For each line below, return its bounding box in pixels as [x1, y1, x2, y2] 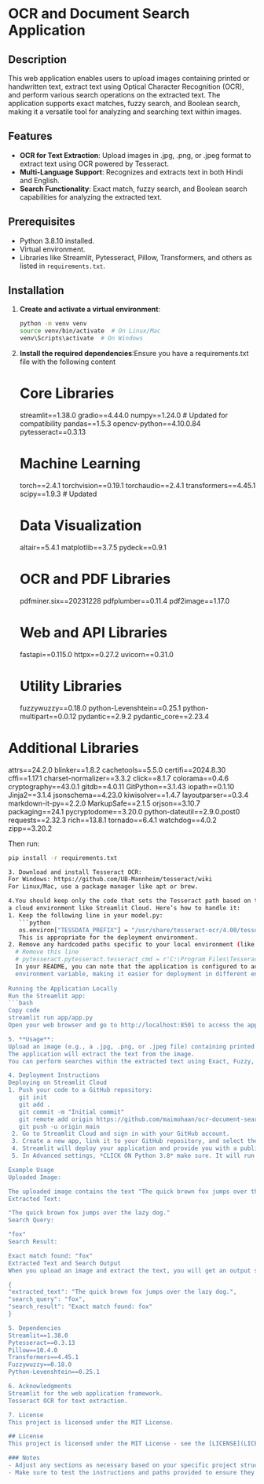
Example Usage [8, 1166, 55, 1174]
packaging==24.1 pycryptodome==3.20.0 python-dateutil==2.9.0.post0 [8, 806, 240, 816]
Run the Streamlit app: [8, 992, 86, 1000]
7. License [8, 1411, 44, 1419]
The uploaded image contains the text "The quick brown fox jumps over [8, 1188, 247, 1196]
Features [8, 130, 53, 143]
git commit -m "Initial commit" [18, 1107, 125, 1116]
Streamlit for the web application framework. [8, 1389, 163, 1398]
